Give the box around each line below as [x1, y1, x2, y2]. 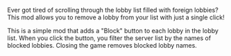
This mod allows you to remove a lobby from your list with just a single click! [7, 13, 225, 21]
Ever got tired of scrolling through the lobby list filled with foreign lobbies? [7, 6, 219, 14]
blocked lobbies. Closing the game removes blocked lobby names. [7, 41, 198, 49]
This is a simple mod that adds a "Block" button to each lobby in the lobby [7, 27, 219, 35]
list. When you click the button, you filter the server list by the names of [7, 34, 212, 42]
